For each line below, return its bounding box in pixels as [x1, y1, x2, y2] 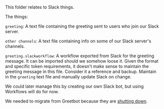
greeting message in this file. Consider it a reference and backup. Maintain [5, 69, 157, 74]
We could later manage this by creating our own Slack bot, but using [5, 83, 144, 89]
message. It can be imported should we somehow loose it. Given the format [5, 58, 159, 64]
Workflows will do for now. [5, 89, 59, 94]
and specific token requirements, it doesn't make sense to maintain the [5, 64, 149, 69]
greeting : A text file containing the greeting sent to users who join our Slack [5, 23, 159, 29]
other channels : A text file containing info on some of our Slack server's [5, 38, 152, 44]
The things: [5, 14, 28, 19]
